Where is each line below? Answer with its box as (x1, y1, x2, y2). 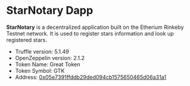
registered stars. (6, 36, 47, 43)
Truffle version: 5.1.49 (15, 48, 70, 55)
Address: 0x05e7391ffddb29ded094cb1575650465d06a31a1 (15, 73, 166, 81)
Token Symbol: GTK (15, 67, 65, 74)
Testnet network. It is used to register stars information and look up (6, 29, 174, 37)
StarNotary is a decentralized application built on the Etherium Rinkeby (6, 23, 185, 31)
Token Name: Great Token (15, 61, 80, 68)
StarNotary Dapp (6, 4, 94, 17)
